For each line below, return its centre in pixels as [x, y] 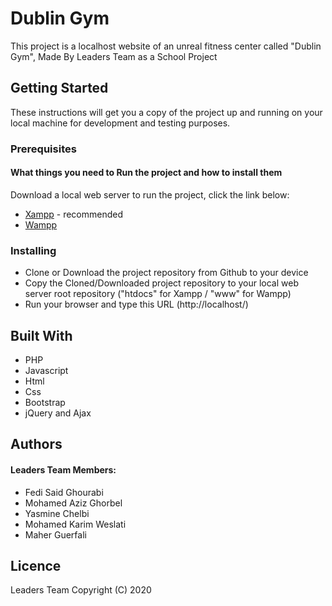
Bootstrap [45, 402]
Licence [36, 565]
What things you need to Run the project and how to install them [146, 173]
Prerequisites [43, 149]
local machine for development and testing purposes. [120, 123]
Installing [33, 250]
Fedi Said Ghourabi [64, 492]
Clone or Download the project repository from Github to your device [166, 273]
